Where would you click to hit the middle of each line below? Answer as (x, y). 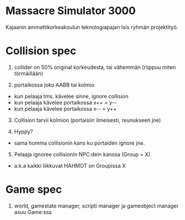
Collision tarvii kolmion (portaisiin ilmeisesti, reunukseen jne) (87, 120)
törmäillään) (29, 73)
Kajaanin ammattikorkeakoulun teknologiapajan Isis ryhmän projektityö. (92, 27)
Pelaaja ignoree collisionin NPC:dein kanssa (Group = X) (82, 154)
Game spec (34, 190)
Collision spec (41, 51)
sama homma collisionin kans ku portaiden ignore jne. (79, 143)
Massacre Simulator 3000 (71, 11)
